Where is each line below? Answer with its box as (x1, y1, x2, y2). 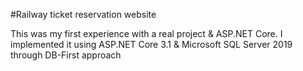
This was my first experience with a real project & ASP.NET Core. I (10, 28, 283, 39)
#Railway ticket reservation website (10, 9, 157, 20)
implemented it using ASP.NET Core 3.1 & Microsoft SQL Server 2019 (10, 39, 293, 50)
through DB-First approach (10, 49, 122, 61)
